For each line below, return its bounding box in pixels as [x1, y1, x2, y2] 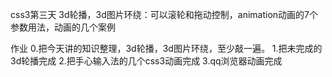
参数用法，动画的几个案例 [10, 21, 116, 33]
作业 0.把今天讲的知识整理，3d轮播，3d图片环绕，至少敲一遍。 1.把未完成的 [10, 43, 323, 54]
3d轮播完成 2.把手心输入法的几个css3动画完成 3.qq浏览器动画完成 [10, 55, 283, 67]
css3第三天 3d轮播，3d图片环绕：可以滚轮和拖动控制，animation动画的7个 [10, 9, 319, 20]
